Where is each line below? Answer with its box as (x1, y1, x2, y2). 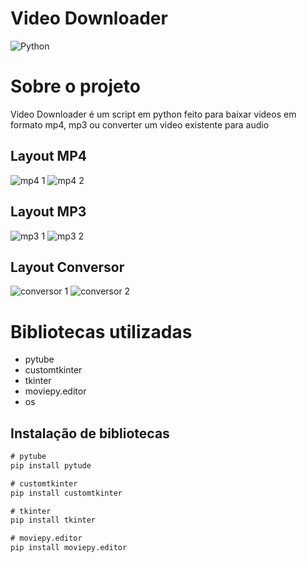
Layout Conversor (10, 258, 125, 276)
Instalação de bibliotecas (10, 425, 170, 442)
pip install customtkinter (10, 488, 123, 498)
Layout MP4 (10, 148, 87, 165)
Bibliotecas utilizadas (10, 320, 193, 343)
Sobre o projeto (10, 75, 141, 98)
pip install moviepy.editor (10, 543, 128, 553)
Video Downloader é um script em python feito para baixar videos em (10, 108, 297, 120)
